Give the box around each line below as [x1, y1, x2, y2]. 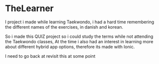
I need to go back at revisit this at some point [5, 53, 96, 59]
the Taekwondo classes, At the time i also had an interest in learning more [5, 38, 154, 44]
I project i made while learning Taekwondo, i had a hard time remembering [5, 19, 155, 25]
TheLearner [5, 3, 54, 14]
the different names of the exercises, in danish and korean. [5, 24, 123, 30]
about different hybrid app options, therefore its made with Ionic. [5, 44, 135, 49]
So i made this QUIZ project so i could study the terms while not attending [5, 33, 154, 39]
